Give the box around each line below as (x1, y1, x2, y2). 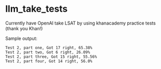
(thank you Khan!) (5, 25, 43, 31)
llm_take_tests (5, 3, 68, 15)
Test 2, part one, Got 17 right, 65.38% (5, 45, 93, 50)
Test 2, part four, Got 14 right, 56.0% (5, 58, 93, 64)
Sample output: (5, 35, 37, 41)
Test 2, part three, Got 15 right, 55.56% (5, 54, 97, 59)
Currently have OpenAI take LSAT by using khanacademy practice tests (5, 20, 156, 26)
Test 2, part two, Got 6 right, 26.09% (5, 50, 90, 55)
